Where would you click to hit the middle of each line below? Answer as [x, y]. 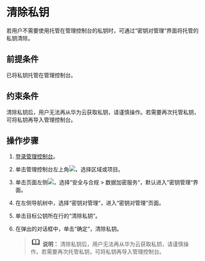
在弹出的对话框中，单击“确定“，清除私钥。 [69, 229]
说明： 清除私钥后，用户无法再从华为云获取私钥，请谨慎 [113, 244]
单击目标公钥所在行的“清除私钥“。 [58, 216]
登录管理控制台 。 [37, 157]
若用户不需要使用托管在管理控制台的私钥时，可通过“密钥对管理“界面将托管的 [102, 30]
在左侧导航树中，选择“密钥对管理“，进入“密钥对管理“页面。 [90, 203]
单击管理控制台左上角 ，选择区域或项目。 [69, 170]
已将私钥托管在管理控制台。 [41, 75]
